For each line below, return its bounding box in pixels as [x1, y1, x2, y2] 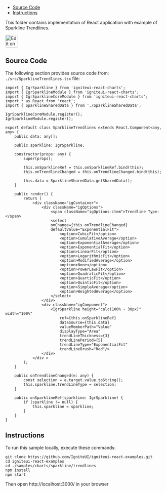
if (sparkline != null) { [23, 399, 78, 404]
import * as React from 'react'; [5, 98, 76, 103]
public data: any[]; [14, 134, 58, 139]
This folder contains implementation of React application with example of [5, 20, 158, 25]
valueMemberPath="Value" [59, 324, 112, 330]
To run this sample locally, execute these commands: [5, 444, 116, 450]
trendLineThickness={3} [59, 333, 110, 338]
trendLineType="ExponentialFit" [59, 342, 128, 347]
